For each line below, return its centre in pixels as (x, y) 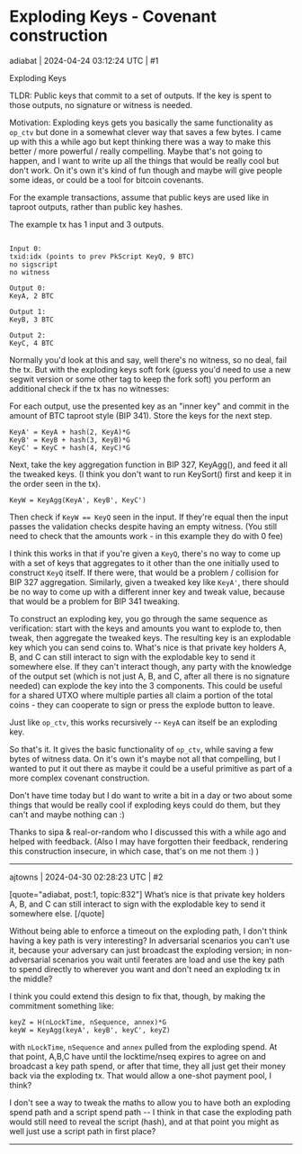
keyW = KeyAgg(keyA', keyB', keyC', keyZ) (90, 1030)
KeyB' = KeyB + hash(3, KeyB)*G (70, 440)
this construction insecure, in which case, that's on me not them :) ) (134, 851)
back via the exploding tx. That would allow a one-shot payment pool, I (141, 1075)
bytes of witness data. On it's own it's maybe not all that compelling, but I (145, 759)
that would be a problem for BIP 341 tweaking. (95, 601)
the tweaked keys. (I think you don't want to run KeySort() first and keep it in (151, 473)
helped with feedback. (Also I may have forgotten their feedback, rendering (149, 841)
